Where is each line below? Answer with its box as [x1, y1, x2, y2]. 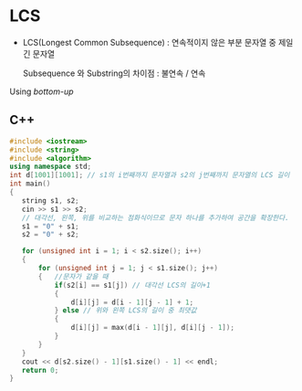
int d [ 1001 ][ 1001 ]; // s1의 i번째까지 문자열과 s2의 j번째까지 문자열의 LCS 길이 [9, 171, 290, 180]
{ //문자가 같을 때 [37, 271, 109, 281]
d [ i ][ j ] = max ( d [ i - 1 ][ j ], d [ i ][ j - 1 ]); [70, 323, 235, 333]
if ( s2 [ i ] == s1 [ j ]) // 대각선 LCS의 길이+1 [54, 280, 212, 290]
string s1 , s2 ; [21, 195, 79, 206]
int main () [9, 179, 51, 188]
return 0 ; [21, 365, 59, 375]
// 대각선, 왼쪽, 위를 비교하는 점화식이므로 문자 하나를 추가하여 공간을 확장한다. [21, 213, 289, 222]
